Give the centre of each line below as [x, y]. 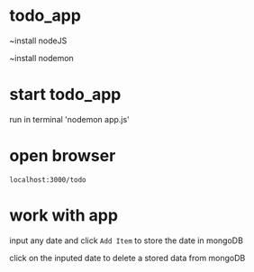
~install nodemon [41, 58]
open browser [63, 156]
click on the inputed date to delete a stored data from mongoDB [127, 258]
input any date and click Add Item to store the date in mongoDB [126, 240]
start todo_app [65, 95]
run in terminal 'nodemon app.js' [70, 119]
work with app [64, 215]
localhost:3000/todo [48, 180]
